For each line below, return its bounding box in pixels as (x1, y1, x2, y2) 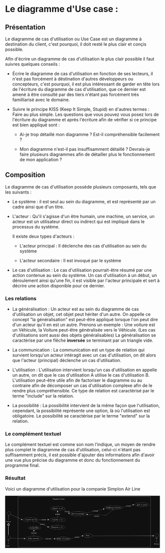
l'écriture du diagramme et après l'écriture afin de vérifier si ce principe (12, 117, 157, 122)
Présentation (5, 23, 46, 31)
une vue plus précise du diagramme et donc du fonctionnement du (5, 457, 140, 463)
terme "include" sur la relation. (12, 393, 75, 399)
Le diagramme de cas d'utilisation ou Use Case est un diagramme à (5, 36, 142, 42)
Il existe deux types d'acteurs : (12, 233, 75, 239)
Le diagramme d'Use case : (5, 3, 118, 15)
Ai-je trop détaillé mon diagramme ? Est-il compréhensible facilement (19, 132, 160, 137)
